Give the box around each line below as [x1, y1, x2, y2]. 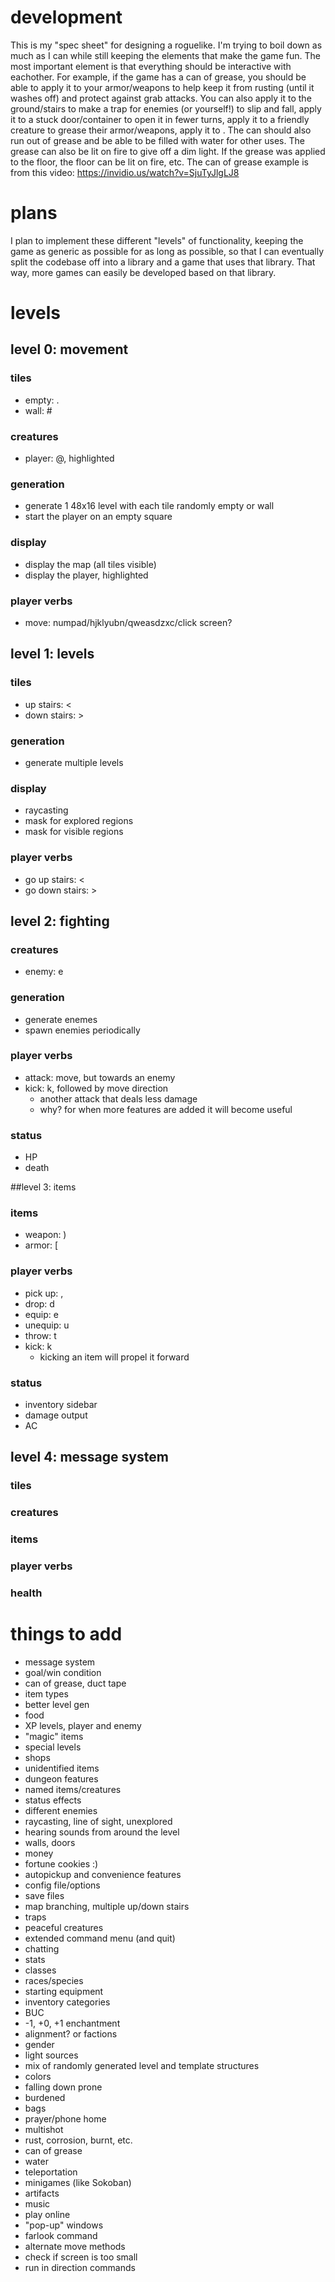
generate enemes [24, 1013, 98, 1025]
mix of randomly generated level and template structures [24, 2059, 260, 2071]
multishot [24, 2123, 64, 2135]
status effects [24, 1794, 82, 1806]
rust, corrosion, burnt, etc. [24, 2134, 133, 2146]
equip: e [24, 1308, 59, 1320]
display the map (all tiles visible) [24, 558, 157, 570]
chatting [24, 1942, 60, 1955]
